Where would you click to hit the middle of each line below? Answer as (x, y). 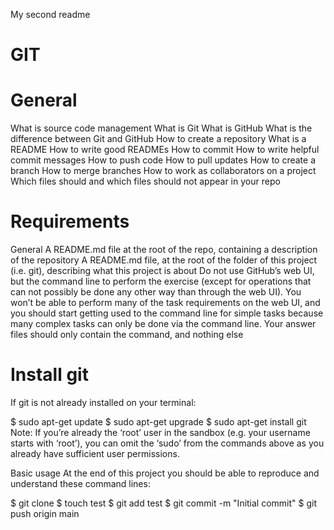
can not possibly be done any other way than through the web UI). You (156, 292)
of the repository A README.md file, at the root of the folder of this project (164, 260)
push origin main (45, 513)
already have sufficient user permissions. (95, 453)
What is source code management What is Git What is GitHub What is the (161, 128)
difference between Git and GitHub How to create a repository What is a (158, 139)
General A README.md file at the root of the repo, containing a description (164, 250)
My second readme (50, 14)
